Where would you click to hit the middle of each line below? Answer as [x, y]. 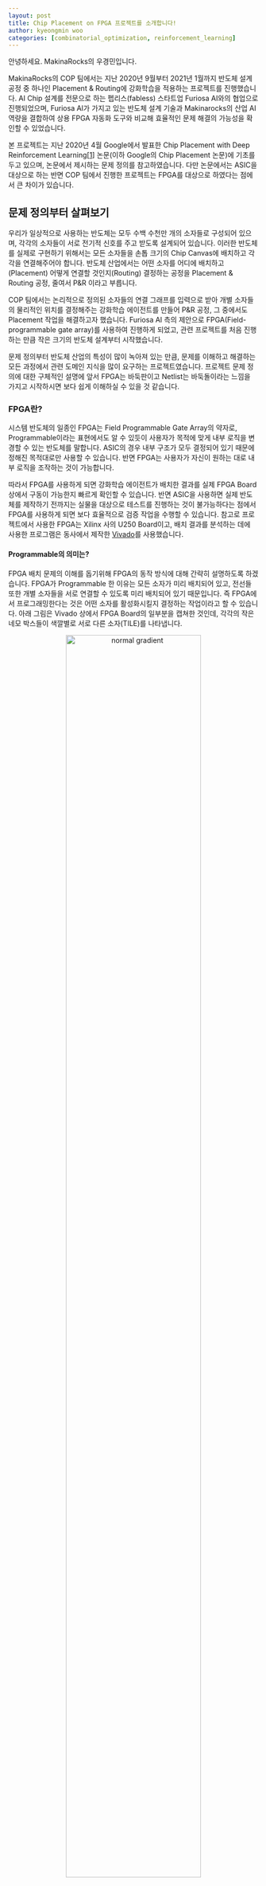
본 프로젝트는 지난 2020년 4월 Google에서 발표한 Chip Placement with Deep [129, 145]
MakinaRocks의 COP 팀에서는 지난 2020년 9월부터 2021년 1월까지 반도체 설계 [130, 78]
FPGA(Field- [226, 320]
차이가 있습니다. [49, 185]
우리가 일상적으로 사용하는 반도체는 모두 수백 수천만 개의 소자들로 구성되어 [123, 233]
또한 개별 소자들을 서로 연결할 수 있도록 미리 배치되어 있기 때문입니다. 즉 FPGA [129, 593]
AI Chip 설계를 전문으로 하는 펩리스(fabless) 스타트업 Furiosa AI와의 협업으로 [139, 98]
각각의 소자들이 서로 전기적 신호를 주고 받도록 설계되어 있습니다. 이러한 [127, 243]
